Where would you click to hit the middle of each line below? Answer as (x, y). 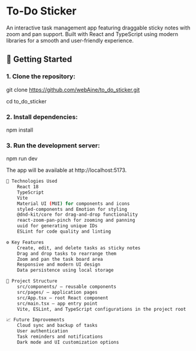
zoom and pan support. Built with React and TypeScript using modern (92, 34)
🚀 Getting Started (39, 59)
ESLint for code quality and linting (64, 232)
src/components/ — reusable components (67, 287)
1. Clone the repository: (41, 76)
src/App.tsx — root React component (63, 298)
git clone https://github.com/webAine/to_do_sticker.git (73, 90)
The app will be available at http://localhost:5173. (67, 170)
